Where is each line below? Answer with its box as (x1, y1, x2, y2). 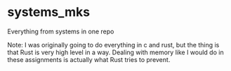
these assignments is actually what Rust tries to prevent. (7, 55, 171, 63)
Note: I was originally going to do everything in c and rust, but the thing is (7, 40, 220, 49)
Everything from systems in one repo (7, 27, 114, 35)
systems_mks (7, 4, 90, 20)
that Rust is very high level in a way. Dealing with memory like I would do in (7, 48, 224, 56)
